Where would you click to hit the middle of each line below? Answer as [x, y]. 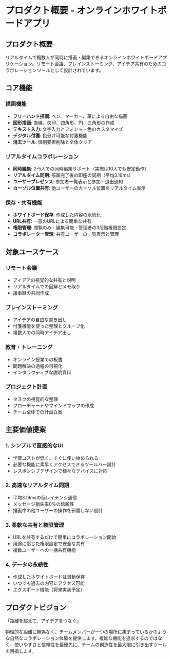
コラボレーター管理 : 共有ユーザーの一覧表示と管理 [66, 234]
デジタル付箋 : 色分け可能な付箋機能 [50, 135]
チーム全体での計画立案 [37, 412]
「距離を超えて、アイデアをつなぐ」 [43, 621]
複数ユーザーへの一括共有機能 [44, 550]
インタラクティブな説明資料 [42, 372]
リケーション [19, 64]
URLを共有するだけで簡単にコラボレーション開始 [64, 537]
